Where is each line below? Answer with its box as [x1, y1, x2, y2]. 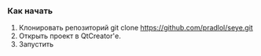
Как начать [7, 5, 53, 16]
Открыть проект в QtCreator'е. [18, 31, 121, 40]
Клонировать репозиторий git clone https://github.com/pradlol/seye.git [18, 23, 253, 33]
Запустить [18, 40, 54, 49]
